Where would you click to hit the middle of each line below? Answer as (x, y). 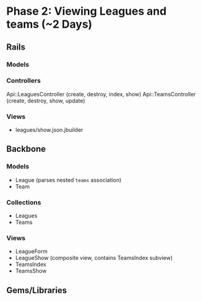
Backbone (26, 149)
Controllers (24, 81)
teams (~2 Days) (49, 24)
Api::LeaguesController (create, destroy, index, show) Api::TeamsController (101, 94)
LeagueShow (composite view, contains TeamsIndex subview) (94, 258)
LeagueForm (31, 251)
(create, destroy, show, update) (46, 101)
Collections (24, 202)
